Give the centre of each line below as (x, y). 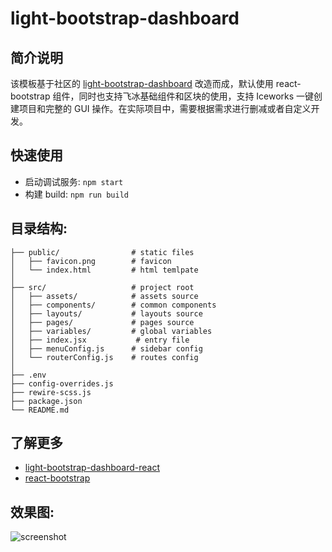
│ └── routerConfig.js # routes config (104, 357)
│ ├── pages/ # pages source (102, 322)
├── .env (28, 375)
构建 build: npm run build (76, 194)
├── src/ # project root (102, 287)
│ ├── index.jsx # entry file (100, 340)
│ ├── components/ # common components (113, 305)
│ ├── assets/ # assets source (104, 296)
